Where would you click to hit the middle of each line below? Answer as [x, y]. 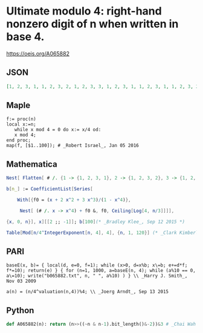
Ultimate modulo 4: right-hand [84, 11]
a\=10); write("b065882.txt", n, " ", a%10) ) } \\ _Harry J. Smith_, [97, 276]
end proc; [19, 140]
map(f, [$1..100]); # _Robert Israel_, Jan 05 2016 [72, 146]
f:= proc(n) [21, 119]
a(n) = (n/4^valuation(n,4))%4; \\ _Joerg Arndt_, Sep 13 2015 [88, 292]
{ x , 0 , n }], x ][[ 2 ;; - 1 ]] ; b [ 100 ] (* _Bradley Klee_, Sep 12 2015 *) [96, 222]
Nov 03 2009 [21, 281]
